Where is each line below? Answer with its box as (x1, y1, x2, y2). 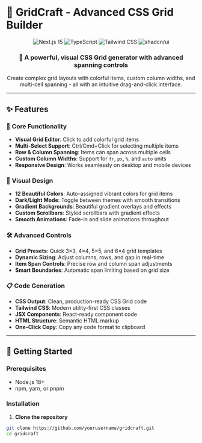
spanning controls (73, 60, 129, 69)
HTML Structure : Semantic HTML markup (14, 316, 119, 324)
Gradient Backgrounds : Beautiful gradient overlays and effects (14, 203, 172, 210)
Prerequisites (6, 365, 46, 373)
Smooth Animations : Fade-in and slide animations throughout (14, 216, 170, 223)
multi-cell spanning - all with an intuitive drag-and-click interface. (20, 81, 182, 88)
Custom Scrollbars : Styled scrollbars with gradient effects (14, 209, 161, 216)
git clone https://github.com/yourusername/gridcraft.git (6, 425, 155, 431)
